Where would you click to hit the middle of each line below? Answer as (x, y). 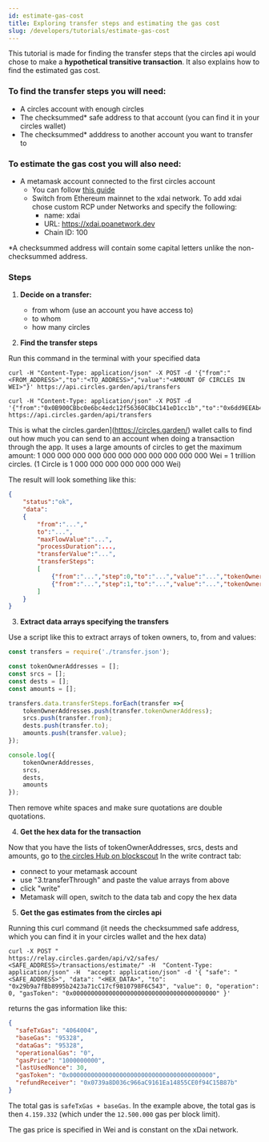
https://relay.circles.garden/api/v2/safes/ (84, 959)
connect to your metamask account (78, 872)
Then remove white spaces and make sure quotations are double (115, 808)
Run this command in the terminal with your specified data (104, 359)
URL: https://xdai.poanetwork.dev (99, 224)
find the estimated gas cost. (54, 71)
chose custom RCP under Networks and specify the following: (134, 206)
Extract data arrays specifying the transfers (94, 622)
